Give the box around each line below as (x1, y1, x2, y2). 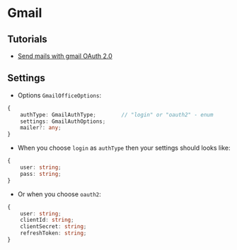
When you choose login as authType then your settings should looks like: (17, 143, 231, 153)
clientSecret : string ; (20, 223, 87, 230)
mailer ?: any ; (20, 124, 62, 131)
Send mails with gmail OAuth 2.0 (17, 52, 113, 60)
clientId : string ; (20, 217, 74, 224)
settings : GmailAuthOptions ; (20, 118, 106, 125)
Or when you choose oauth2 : (17, 189, 101, 198)
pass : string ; (20, 170, 62, 177)
